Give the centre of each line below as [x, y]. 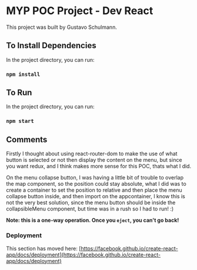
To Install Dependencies [51, 46]
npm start [20, 121]
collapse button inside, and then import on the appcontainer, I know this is [96, 196]
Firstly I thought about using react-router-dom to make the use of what [92, 154]
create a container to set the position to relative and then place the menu [94, 190]
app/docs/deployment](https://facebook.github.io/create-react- [83, 255]
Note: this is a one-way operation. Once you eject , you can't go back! [93, 220]
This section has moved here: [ [44, 248]
